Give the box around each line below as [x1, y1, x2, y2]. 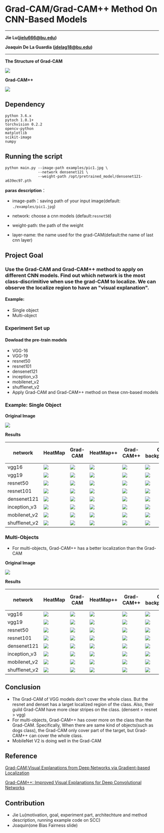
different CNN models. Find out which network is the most [5, 272, 145, 279]
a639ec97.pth [5, 178, 32, 183]
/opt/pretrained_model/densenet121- [68, 174, 143, 179]
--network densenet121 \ [38, 170, 89, 174]
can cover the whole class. [29, 733, 83, 738]
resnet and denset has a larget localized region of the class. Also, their [12, 701, 154, 707]
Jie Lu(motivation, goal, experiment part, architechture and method [12, 812, 147, 818]
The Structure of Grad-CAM [5, 58, 62, 64]
